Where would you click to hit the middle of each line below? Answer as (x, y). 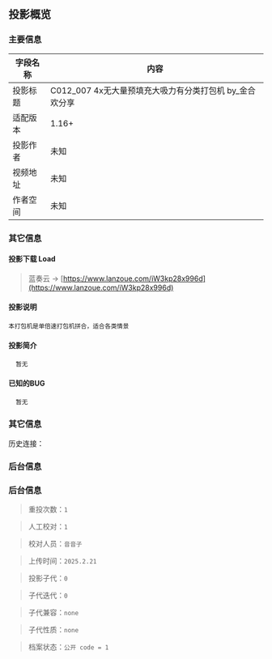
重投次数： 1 (48, 509)
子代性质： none (53, 629)
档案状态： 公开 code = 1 (68, 647)
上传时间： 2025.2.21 (62, 560)
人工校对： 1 (48, 526)
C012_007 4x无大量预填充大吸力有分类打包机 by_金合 (153, 90)
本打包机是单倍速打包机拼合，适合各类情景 (69, 326)
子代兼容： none (53, 612)
